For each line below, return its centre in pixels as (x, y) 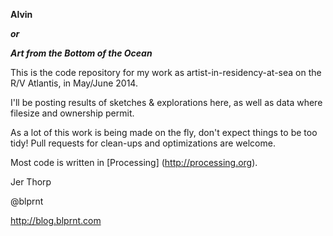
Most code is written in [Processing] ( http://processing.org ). (134, 162)
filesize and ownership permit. (72, 113)
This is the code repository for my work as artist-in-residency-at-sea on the (166, 72)
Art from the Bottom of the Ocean (81, 53)
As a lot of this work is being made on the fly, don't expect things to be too (164, 132)
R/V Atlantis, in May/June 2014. (74, 83)
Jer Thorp (31, 182)
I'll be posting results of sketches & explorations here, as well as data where (166, 102)
